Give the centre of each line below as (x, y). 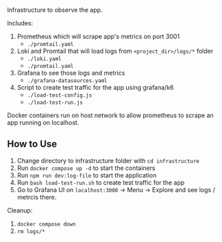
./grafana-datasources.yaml (67, 81)
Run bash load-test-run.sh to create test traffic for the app (101, 182)
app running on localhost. (43, 122)
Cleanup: (20, 210)
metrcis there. (37, 197)
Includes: (20, 23)
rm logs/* (31, 231)
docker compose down (46, 224)
